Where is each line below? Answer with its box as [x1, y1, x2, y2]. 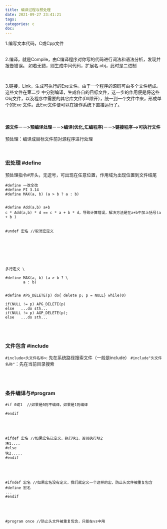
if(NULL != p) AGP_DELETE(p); [5, 310, 68, 315]
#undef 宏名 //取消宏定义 [5, 229, 54, 234]
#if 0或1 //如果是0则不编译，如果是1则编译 [5, 402, 88, 408]
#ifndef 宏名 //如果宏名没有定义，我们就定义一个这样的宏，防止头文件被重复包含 [5, 480, 153, 485]
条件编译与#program [5, 390, 56, 397]
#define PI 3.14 [5, 187, 39, 192]
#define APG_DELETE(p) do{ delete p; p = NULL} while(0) [5, 293, 126, 298]
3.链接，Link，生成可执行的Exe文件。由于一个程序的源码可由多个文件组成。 [5, 83, 161, 89]
